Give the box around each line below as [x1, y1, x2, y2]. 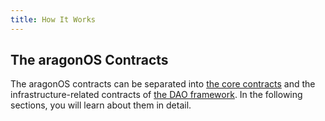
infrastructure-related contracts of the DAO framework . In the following [10, 89, 303, 101]
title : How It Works [10, 14, 97, 25]
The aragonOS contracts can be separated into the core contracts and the [10, 78, 316, 90]
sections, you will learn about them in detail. [10, 99, 192, 111]
